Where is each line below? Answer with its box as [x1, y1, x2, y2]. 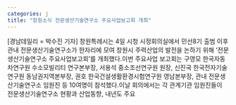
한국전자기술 [193, 63, 228, 71]
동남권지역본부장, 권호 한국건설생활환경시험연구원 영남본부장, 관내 [25, 71, 207, 80]
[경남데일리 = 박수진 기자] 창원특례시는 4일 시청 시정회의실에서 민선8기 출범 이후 [7, 36, 229, 45]
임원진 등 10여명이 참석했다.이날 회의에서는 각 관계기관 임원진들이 [43, 80, 223, 89]
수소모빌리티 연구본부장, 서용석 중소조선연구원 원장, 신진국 [31, 63, 192, 71]
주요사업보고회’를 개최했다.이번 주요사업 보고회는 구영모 [49, 54, 201, 63]
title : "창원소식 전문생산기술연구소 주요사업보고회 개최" [7, 17, 151, 24]
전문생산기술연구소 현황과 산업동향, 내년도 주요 [7, 89, 136, 98]
